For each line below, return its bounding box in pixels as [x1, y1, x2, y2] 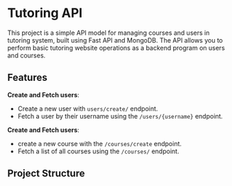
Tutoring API [7, 5, 83, 21]
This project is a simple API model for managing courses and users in [7, 28, 210, 37]
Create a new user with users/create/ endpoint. [17, 104, 158, 113]
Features [7, 72, 48, 84]
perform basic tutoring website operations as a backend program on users [7, 43, 226, 52]
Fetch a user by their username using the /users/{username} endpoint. [17, 111, 223, 120]
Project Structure [7, 168, 85, 180]
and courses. [7, 51, 46, 60]
